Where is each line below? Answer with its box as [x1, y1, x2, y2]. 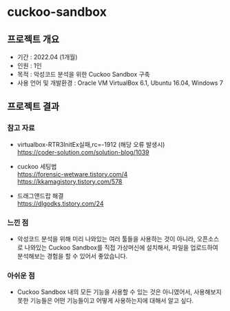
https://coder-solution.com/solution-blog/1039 [17, 148, 149, 156]
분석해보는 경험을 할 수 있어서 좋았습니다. [17, 252, 128, 260]
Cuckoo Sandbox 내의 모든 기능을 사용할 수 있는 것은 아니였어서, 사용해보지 [17, 288, 222, 297]
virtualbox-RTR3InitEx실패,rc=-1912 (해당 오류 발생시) [17, 140, 165, 148]
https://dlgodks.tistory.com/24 [17, 199, 104, 208]
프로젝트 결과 [7, 101, 60, 112]
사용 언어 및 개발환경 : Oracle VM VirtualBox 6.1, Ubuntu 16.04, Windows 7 [17, 79, 224, 87]
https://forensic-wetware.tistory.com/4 [17, 170, 128, 178]
